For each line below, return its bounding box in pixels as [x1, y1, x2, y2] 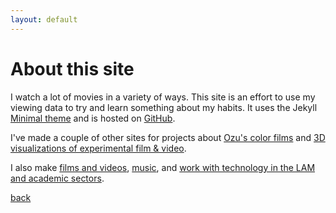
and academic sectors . [10, 172, 105, 184]
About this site [10, 57, 135, 80]
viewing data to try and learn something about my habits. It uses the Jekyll [10, 101, 318, 113]
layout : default [10, 14, 78, 25]
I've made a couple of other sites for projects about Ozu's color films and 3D [10, 131, 326, 143]
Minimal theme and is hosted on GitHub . [10, 112, 176, 124]
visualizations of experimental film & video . [10, 142, 187, 154]
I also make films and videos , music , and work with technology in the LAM [10, 161, 316, 173]
